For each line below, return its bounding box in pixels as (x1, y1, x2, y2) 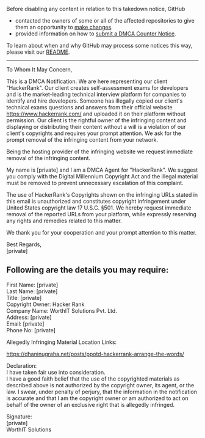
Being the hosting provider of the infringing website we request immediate (6, 148, 193, 155)
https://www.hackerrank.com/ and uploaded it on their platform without (6, 110, 186, 117)
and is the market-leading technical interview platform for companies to (6, 91, 187, 98)
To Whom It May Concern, (6, 66, 73, 73)
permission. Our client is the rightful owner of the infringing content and (6, 117, 187, 124)
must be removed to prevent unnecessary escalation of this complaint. (6, 180, 184, 186)
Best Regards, (6, 241, 41, 248)
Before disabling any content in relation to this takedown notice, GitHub (6, 5, 185, 12)
